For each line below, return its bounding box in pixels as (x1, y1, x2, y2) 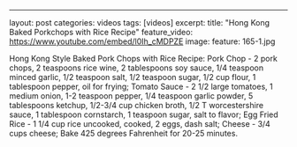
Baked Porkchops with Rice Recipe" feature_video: (9, 27, 193, 37)
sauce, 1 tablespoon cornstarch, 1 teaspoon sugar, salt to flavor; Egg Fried (9, 109, 278, 120)
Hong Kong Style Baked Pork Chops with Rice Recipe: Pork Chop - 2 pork (9, 54, 278, 63)
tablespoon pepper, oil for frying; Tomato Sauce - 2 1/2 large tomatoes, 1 (9, 81, 273, 92)
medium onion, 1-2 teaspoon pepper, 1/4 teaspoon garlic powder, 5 (9, 91, 254, 101)
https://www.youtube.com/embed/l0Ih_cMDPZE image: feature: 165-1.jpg (9, 36, 276, 47)
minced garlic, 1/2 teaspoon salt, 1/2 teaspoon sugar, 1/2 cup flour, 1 (9, 72, 256, 82)
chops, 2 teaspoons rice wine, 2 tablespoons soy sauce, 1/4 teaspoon (9, 62, 263, 73)
